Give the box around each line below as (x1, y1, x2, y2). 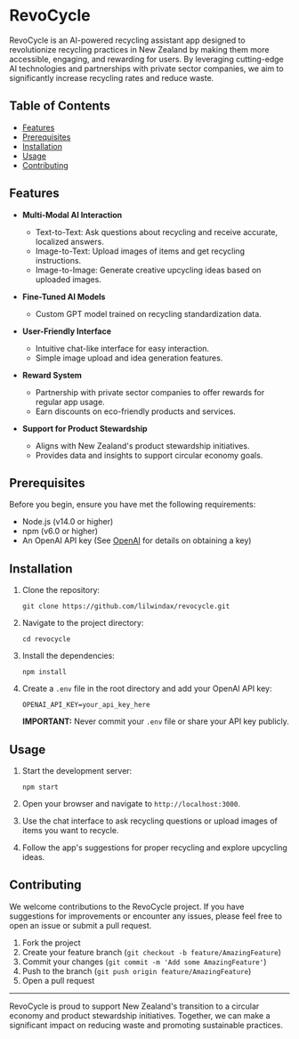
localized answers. (35, 236, 104, 247)
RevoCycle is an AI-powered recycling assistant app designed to (9, 35, 246, 45)
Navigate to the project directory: (21, 618, 144, 629)
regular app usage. (35, 396, 105, 407)
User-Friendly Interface (21, 326, 111, 337)
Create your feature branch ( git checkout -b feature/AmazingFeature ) (21, 946, 282, 957)
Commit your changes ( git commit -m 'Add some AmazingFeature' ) (21, 956, 267, 967)
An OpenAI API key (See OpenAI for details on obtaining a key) (21, 535, 252, 546)
